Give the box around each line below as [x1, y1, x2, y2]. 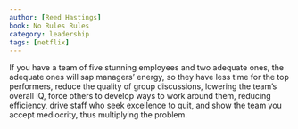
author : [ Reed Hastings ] [9, 12, 102, 22]
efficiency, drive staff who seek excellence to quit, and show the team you [9, 100, 283, 111]
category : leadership [9, 29, 90, 38]
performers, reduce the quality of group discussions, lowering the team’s [9, 81, 277, 92]
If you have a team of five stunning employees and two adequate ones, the [9, 62, 284, 73]
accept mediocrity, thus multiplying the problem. [9, 109, 187, 120]
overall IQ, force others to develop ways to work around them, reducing [9, 91, 271, 101]
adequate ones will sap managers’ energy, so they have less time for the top [9, 72, 290, 83]
